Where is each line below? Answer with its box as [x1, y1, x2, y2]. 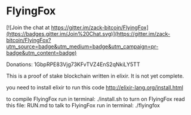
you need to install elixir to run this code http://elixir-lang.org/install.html [6, 83, 184, 91]
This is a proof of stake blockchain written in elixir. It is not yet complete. [6, 72, 184, 79]
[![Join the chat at [6, 24, 50, 31]
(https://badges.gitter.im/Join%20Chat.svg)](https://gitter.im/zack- [6, 30, 171, 37]
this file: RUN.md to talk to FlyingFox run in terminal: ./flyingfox [6, 101, 160, 108]
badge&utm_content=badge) [6, 49, 77, 56]
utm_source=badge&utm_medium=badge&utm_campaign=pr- [6, 43, 159, 50]
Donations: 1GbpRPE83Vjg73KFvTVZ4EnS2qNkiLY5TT [6, 61, 140, 68]
